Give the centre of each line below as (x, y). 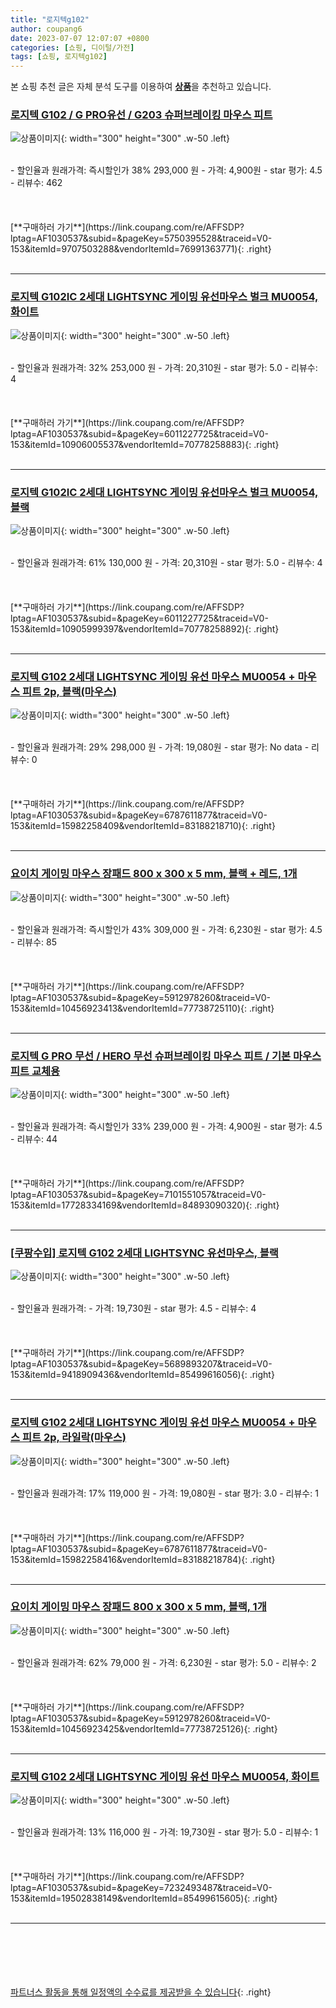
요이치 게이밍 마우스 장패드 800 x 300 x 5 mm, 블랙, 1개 (138, 1607)
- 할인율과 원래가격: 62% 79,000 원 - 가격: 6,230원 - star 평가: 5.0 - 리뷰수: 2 (163, 1662)
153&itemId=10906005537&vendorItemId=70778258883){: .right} (145, 444)
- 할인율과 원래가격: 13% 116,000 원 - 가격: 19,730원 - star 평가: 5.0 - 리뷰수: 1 (164, 1832)
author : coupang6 (46, 29)
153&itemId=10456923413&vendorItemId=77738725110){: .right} (142, 1008)
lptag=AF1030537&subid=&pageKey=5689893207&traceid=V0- (141, 1364)
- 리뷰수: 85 (33, 942)
